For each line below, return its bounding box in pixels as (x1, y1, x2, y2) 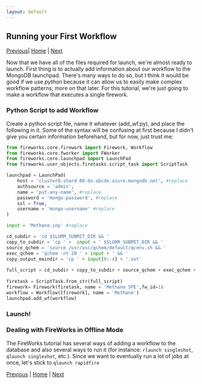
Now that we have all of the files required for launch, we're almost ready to (6, 59, 192, 67)
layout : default (6, 8, 47, 15)
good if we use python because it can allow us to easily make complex (6, 78, 183, 85)
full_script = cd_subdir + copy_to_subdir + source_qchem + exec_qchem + (6, 267, 197, 273)
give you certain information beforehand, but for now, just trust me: (6, 132, 174, 140)
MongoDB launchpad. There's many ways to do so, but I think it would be (6, 72, 189, 79)
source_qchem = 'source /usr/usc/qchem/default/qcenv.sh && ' (6, 244, 166, 251)
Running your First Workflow (6, 31, 117, 42)
